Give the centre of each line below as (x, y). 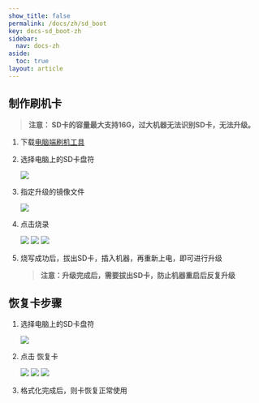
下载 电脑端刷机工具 (52, 142)
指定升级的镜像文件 (52, 191)
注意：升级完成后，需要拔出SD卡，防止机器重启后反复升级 (138, 275)
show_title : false (39, 16)
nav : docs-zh (38, 46)
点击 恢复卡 (39, 357)
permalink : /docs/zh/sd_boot (58, 24)
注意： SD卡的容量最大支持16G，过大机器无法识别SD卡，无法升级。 (142, 124)
